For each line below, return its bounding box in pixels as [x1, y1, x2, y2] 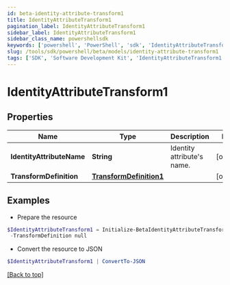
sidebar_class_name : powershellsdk [7, 36, 109, 42]
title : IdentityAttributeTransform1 [7, 16, 112, 23]
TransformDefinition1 [91, 171, 164, 181]
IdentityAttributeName [10, 151, 86, 161]
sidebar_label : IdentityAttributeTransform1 [7, 29, 136, 36]
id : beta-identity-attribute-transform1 [7, 10, 125, 17]
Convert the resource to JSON [16, 245, 103, 253]
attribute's [170, 151, 203, 161]
